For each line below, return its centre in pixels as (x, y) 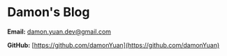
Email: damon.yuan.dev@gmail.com (59, 31)
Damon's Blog (49, 12)
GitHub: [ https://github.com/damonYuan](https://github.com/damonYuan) (113, 45)
